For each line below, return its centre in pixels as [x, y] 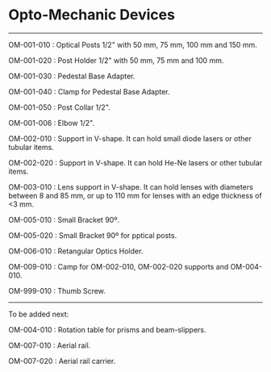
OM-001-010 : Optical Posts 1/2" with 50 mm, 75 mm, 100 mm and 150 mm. [133, 44]
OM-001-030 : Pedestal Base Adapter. [72, 76]
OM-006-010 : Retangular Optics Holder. [76, 251]
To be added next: [39, 314]
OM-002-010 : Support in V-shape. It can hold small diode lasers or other [130, 138]
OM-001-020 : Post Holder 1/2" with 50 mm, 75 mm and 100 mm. [116, 60]
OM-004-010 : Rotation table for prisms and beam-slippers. [108, 329]
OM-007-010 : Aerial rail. [50, 345]
